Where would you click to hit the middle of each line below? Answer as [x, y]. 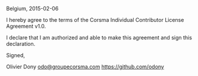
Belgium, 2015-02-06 [32, 9]
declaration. [21, 44]
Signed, [15, 55]
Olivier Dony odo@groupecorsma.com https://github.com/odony [85, 67]
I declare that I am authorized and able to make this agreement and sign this [99, 37]
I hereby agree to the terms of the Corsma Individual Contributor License [95, 20]
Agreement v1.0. [26, 26]
